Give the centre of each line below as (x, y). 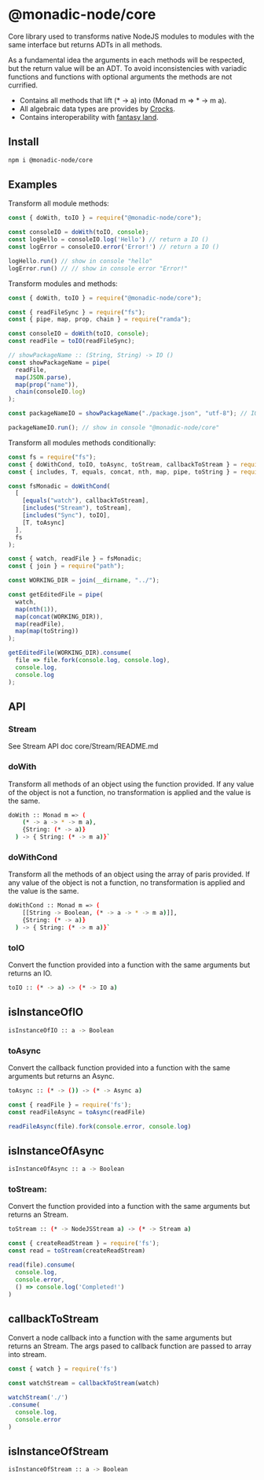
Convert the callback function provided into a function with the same (119, 1068)
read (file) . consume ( (42, 1265)
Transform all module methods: (59, 203)
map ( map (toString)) (47, 631)
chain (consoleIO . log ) (51, 392)
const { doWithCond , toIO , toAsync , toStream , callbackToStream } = (123, 464)
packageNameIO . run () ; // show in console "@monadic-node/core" (114, 428)
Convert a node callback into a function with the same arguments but (120, 1338)
